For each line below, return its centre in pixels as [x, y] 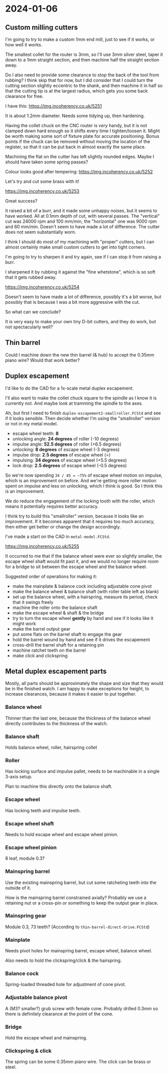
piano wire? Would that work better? [43, 360]
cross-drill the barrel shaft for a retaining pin [58, 645]
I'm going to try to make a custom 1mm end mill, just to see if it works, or [80, 39]
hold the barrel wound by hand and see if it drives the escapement [81, 640]
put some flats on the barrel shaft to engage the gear [67, 634]
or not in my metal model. [32, 423]
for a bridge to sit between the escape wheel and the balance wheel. [76, 567]
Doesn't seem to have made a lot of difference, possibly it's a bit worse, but [83, 297]
